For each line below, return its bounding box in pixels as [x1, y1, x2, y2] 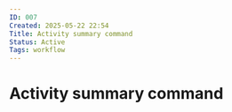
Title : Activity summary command [9, 29, 133, 38]
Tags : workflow [9, 46, 66, 55]
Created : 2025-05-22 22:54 [9, 21, 109, 30]
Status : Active [9, 37, 66, 47]
